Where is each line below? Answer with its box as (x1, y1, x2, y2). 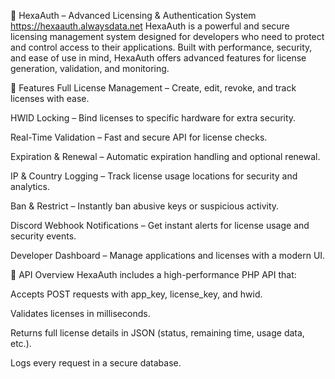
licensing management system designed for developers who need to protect (10, 31, 325, 42)
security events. (10, 230, 77, 242)
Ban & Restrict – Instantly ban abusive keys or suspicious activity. (10, 200, 280, 212)
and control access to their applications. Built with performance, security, (10, 41, 313, 53)
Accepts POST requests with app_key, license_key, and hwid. (10, 288, 263, 300)
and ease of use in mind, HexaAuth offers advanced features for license (10, 52, 307, 64)
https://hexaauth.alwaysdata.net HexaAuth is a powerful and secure (10, 20, 290, 32)
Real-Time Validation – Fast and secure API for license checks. (10, 131, 268, 143)
